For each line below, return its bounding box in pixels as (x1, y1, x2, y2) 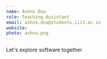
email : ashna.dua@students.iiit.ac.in (6, 19, 101, 25)
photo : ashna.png (6, 30, 49, 36)
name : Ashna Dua (6, 8, 46, 15)
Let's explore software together (6, 46, 82, 53)
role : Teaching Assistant (6, 14, 69, 20)
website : (6, 25, 28, 31)
